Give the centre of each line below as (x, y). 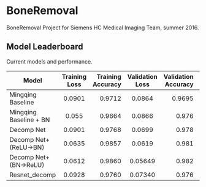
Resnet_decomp (33, 175)
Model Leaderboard (45, 47)
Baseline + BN (30, 120)
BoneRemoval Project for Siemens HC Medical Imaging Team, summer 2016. (103, 28)
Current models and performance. (50, 61)
